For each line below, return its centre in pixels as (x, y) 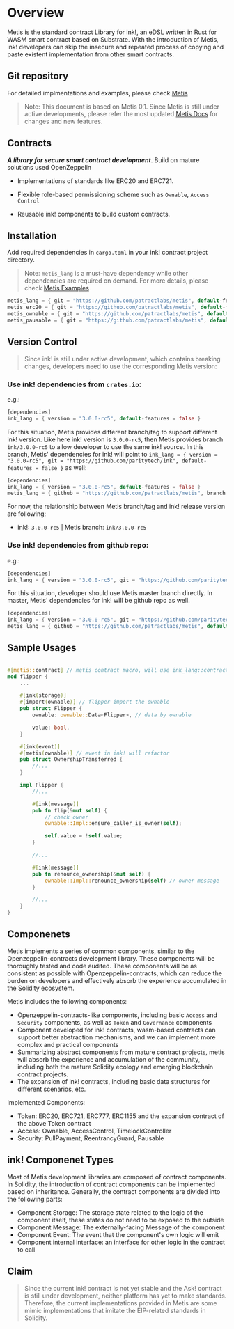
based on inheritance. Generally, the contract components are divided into (114, 1191)
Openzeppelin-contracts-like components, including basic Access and (117, 1015)
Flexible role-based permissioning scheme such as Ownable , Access (113, 194)
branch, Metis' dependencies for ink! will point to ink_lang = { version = (112, 454)
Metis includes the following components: (67, 1001)
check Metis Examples (56, 288)
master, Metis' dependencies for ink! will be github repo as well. (99, 601)
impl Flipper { (42, 785)
